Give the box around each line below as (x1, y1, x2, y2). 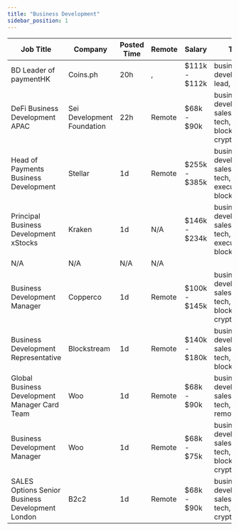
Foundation (68, 121, 107, 131)
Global (11, 373, 33, 383)
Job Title (21, 44, 52, 54)
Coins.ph (68, 69, 98, 79)
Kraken (68, 224, 92, 234)
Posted (119, 40, 144, 50)
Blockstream (68, 343, 110, 353)
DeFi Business (11, 103, 59, 113)
